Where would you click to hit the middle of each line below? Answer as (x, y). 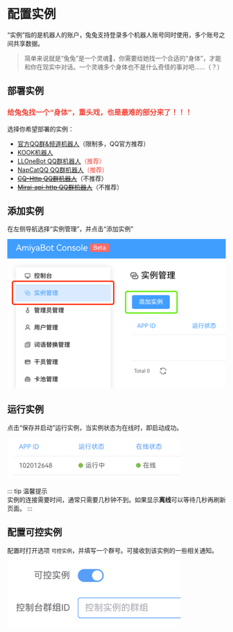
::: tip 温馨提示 (27, 491)
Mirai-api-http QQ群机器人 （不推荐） (70, 187)
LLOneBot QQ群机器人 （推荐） (61, 161)
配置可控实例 (35, 532)
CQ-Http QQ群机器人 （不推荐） (62, 178)
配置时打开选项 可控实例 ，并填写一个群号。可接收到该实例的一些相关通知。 (113, 550)
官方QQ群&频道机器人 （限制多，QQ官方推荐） (83, 144)
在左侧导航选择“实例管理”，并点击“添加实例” (70, 229)
